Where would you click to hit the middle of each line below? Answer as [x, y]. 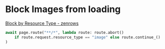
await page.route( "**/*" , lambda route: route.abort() [65, 32]
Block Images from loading [63, 9]
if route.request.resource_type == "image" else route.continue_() [87, 37]
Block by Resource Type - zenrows [42, 23]
